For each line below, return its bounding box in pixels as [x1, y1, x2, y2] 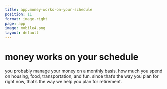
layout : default [5, 30, 39, 35]
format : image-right [5, 16, 48, 21]
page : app [5, 21, 26, 26]
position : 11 [5, 12, 32, 17]
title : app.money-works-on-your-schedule [5, 7, 93, 12]
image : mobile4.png [5, 26, 46, 31]
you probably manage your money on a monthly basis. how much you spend [5, 68, 163, 74]
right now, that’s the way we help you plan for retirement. [5, 78, 122, 84]
